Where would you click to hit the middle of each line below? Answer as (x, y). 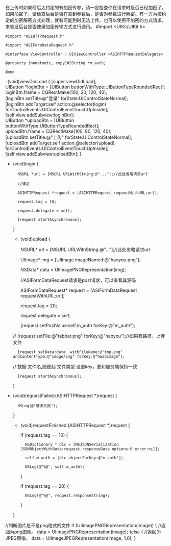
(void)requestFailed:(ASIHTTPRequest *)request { (65, 395)
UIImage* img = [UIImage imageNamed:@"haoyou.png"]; (81, 260)
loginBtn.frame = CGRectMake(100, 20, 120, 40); (56, 92)
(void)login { (26, 164)
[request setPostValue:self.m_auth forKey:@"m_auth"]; (78, 325)
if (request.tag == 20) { (45, 486)
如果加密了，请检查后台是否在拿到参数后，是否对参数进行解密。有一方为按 (83, 14)
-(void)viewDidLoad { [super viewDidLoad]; (51, 81)
